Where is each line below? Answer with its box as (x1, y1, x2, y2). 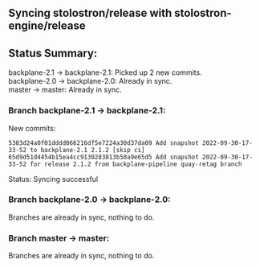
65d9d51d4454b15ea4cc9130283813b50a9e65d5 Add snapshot (8, 153, 199, 161)
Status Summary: (8, 46, 98, 60)
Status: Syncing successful (8, 174, 99, 183)
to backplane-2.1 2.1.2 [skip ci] (29, 146, 146, 154)
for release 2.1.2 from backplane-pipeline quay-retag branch (29, 160, 242, 168)
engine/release (8, 19, 86, 33)
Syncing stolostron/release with (8, 6, 173, 20)
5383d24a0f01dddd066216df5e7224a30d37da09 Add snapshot (8, 138, 199, 147)
